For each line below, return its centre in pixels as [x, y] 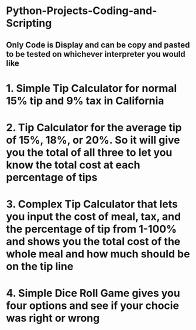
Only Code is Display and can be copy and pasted [98, 45]
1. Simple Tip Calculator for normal [92, 88]
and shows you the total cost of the [93, 242]
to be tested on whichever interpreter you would [96, 54]
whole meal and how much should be [98, 254]
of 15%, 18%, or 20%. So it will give [93, 140]
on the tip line [40, 266]
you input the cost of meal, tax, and [94, 217]
